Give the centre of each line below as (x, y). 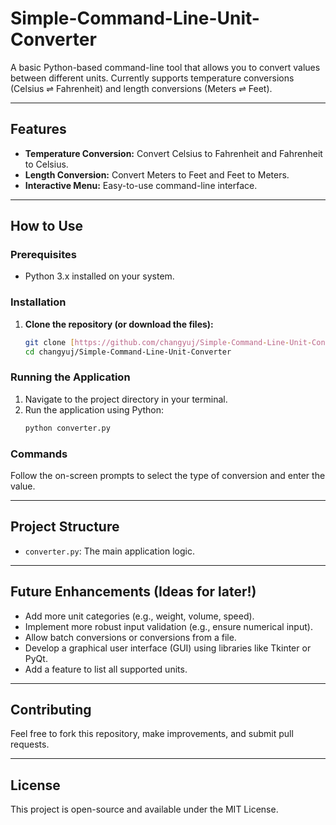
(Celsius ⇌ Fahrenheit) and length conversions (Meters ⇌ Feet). (141, 88)
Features (38, 129)
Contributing (51, 709)
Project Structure (65, 527)
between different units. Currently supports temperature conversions (152, 78)
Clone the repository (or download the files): (119, 324)
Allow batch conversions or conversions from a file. (130, 637)
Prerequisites (43, 255)
